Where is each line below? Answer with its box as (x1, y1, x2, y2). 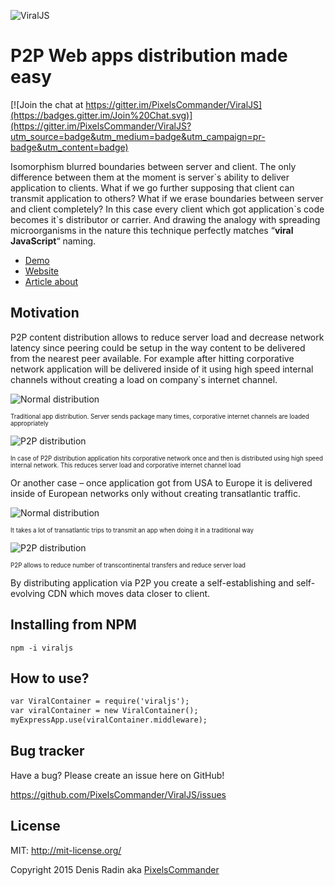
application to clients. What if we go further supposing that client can (10, 181, 295, 194)
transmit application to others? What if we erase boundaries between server (10, 192, 324, 204)
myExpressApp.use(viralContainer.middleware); (10, 715, 208, 725)
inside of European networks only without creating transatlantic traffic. (10, 487, 301, 499)
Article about (24, 275, 79, 287)
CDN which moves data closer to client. (47, 587, 211, 599)
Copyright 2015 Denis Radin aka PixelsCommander (10, 863, 220, 875)
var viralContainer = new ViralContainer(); (10, 706, 199, 716)
